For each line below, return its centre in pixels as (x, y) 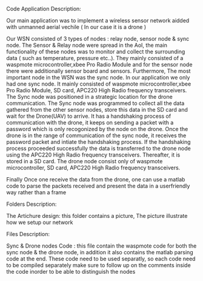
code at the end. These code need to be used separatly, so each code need (101, 259)
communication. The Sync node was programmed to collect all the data (95, 103)
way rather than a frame (36, 192)
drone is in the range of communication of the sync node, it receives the (96, 135)
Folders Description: (32, 204)
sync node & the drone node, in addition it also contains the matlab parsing (100, 252)
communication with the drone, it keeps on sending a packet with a (90, 123)
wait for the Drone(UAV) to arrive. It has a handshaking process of (89, 116)
